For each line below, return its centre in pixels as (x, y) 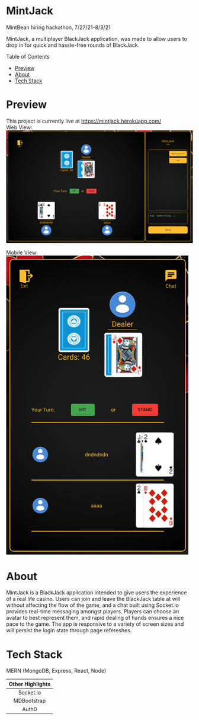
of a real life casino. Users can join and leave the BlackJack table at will (93, 599)
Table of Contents (28, 56)
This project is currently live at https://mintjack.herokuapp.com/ (84, 121)
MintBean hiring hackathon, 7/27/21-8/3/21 (58, 27)
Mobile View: (22, 252)
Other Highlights (30, 684)
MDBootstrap (30, 701)
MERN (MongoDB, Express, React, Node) (56, 671)
